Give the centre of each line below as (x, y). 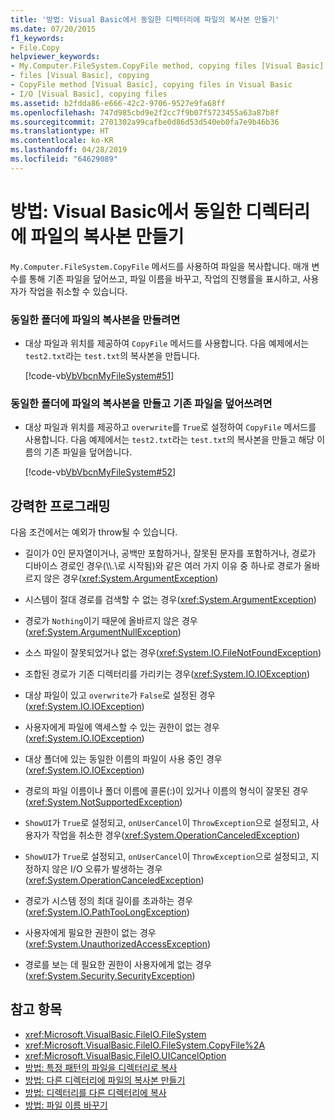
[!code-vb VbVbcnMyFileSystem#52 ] (100, 472)
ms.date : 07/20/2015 (53, 29)
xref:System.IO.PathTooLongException (107, 912)
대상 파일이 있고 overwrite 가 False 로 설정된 (111, 695)
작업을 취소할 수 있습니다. (78, 291)
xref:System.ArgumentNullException (103, 632)
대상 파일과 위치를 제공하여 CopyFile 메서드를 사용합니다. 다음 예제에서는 (167, 343)
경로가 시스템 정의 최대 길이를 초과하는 (99, 901)
